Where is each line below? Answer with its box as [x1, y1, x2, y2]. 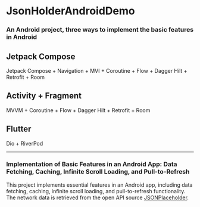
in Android [6, 33, 37, 41]
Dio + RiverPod [6, 140, 43, 147]
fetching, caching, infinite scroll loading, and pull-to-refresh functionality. [6, 187, 186, 194]
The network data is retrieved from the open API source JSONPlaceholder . [6, 194, 189, 201]
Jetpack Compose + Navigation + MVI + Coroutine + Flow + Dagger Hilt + [6, 67, 187, 74]
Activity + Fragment [6, 91, 82, 101]
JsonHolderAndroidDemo [6, 4, 135, 18]
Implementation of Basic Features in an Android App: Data [6, 160, 177, 168]
